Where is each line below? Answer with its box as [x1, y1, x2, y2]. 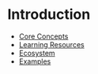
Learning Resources [18, 39, 85, 49]
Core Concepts [18, 31, 69, 41]
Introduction [7, 6, 91, 24]
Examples [18, 57, 51, 66]
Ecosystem [18, 48, 56, 57]
